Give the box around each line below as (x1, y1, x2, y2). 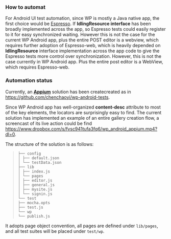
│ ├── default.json (17, 155, 60, 161)
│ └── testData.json (17, 160, 62, 165)
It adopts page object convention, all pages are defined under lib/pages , (5, 223, 158, 229)
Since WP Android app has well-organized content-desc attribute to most (5, 104, 161, 110)
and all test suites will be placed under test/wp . (5, 228, 105, 234)
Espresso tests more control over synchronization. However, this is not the (5, 53, 162, 59)
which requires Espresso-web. (5, 64, 70, 70)
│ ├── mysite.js (17, 187, 53, 192)
